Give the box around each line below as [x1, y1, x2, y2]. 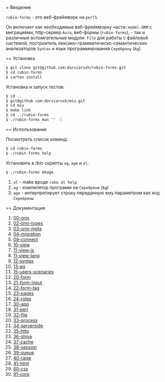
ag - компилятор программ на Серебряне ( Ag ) [13, 184, 109, 190]
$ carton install [6, 75, 43, 80]
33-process [13, 317, 38, 323]
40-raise [13, 355, 32, 361]
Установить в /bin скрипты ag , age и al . [6, 160, 89, 166]
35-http [13, 328, 29, 334]
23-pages [13, 290, 34, 296]
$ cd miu [6, 103, 24, 108]
